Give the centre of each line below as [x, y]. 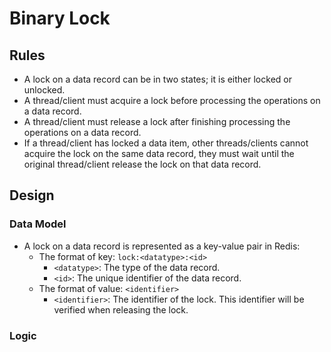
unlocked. [44, 90]
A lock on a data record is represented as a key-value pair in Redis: [162, 246]
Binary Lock [60, 18]
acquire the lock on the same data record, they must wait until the [159, 153]
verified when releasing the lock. [121, 309]
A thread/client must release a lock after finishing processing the [157, 121]
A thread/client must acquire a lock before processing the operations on [172, 100]
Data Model [38, 224]
